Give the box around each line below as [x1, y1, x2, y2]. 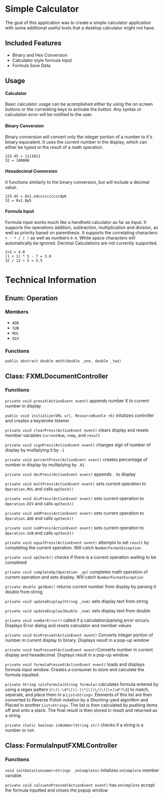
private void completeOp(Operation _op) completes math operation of [5, 569, 148, 575]
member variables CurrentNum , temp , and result [5, 432, 100, 438]
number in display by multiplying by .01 [5, 461, 85, 467]
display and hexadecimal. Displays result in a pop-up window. [5, 652, 130, 657]
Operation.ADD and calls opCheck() [5, 515, 74, 521]
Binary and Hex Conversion [12, 52, 68, 58]
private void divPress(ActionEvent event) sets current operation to [5, 495, 144, 501]
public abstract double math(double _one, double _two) [5, 359, 121, 363]
